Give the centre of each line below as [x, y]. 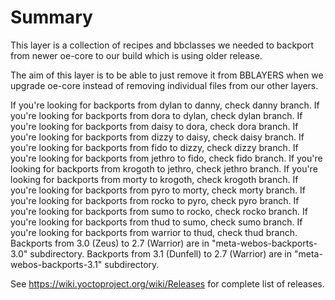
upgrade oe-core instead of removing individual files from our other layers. [164, 85]
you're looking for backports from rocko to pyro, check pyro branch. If [155, 200]
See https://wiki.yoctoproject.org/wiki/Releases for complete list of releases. [167, 283]
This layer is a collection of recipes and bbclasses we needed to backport [162, 45]
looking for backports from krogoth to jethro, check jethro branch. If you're [164, 168]
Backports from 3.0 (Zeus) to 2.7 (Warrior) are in [110, 243]
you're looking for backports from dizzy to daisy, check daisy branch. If [157, 137]
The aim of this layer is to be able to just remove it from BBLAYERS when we [167, 75]
